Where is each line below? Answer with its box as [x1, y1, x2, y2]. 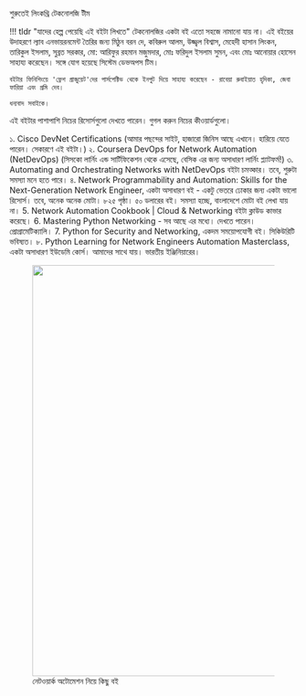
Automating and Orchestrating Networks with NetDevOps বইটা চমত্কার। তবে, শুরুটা [9, 164, 297, 174]
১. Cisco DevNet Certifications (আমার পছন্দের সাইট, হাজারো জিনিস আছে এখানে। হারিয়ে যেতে [9, 133, 290, 144]
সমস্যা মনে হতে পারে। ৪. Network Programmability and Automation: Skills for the [9, 174, 288, 185]
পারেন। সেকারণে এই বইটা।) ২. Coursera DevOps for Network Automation [9, 143, 258, 154]
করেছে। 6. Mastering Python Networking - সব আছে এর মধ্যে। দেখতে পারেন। [9, 216, 256, 227]
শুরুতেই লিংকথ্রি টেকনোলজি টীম [9, 8, 90, 18]
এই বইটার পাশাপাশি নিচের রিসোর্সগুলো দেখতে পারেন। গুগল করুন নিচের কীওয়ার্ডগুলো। [9, 115, 231, 126]
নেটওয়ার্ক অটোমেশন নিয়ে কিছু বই [32, 676, 119, 686]
